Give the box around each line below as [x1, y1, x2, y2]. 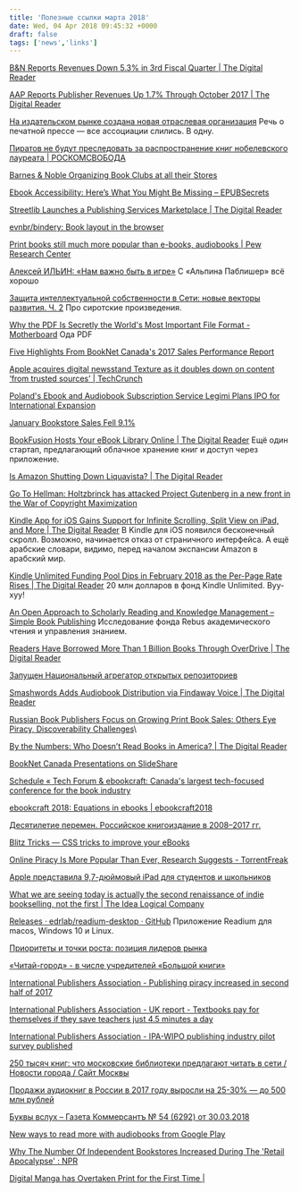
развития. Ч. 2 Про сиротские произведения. [9, 302, 182, 313]
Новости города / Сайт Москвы [9, 1068, 129, 1078]
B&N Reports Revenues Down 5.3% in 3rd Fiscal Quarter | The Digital [9, 63, 263, 73]
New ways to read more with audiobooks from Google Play [9, 1129, 226, 1140]
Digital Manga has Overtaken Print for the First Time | [9, 1173, 205, 1184]
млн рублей [9, 1095, 54, 1105]
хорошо [9, 275, 39, 286]
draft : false [9, 30, 58, 38]
